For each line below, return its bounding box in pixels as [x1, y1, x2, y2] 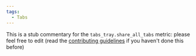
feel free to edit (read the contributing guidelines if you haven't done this [6, 37, 184, 44]
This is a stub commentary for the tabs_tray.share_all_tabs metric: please [6, 30, 191, 38]
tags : [6, 8, 20, 15]
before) [6, 43, 25, 51]
